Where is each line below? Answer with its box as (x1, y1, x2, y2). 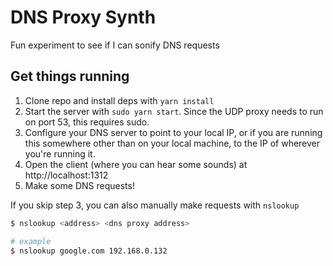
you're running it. (24, 147, 96, 160)
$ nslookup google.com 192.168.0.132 (10, 246, 168, 256)
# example (10, 236, 52, 246)
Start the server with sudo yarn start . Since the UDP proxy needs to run (24, 105, 324, 117)
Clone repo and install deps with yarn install (24, 94, 215, 106)
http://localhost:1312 (24, 169, 109, 181)
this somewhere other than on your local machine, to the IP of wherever (24, 137, 321, 149)
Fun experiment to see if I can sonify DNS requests (10, 39, 220, 51)
